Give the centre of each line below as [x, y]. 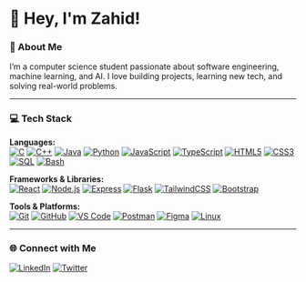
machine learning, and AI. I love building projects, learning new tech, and [146, 76]
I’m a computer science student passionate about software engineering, [144, 66]
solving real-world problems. [64, 86]
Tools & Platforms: [45, 206]
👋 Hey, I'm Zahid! [75, 19]
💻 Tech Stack [41, 119]
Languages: [33, 142]
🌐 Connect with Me [53, 247]
